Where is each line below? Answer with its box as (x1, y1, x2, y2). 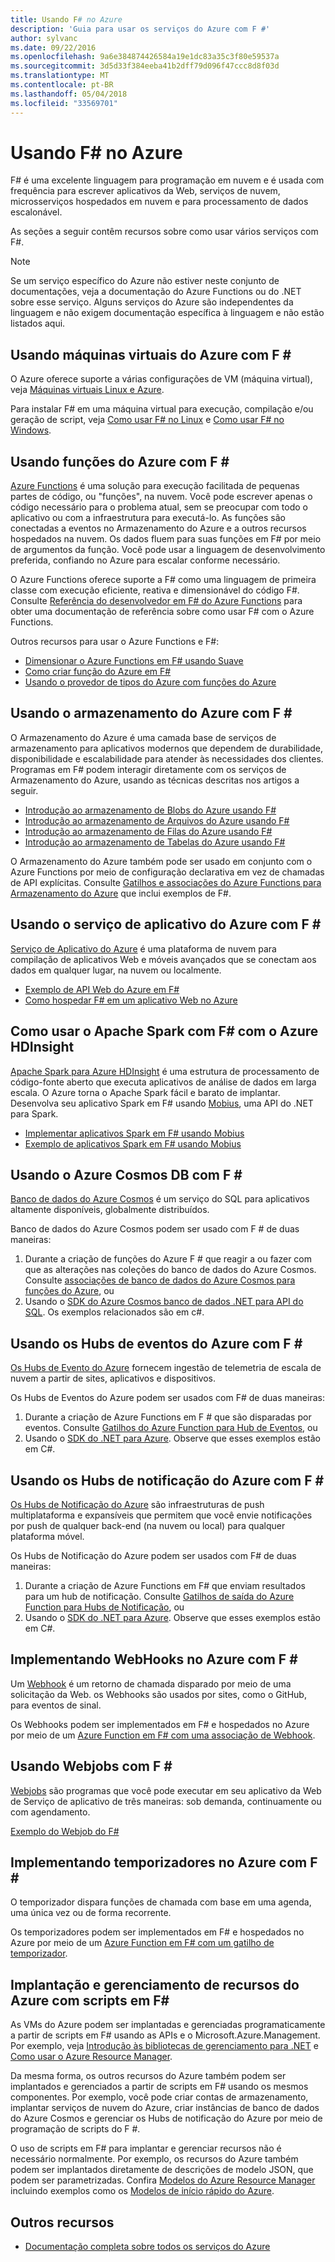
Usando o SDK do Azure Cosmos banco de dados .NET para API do (24, 1296, 304, 1308)
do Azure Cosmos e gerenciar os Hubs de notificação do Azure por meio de (10, 2112, 323, 2125)
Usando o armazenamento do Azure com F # (10, 705, 293, 722)
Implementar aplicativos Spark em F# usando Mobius (24, 1127, 245, 1139)
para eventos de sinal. (10, 1699, 102, 1711)
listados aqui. (10, 317, 66, 330)
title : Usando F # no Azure (10, 14, 123, 25)
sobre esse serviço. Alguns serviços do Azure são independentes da (10, 296, 294, 308)
